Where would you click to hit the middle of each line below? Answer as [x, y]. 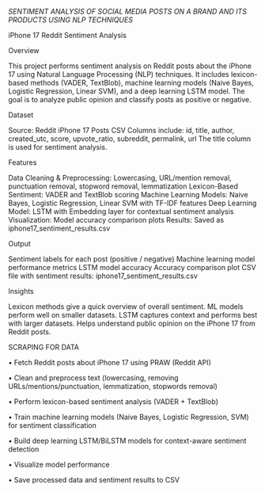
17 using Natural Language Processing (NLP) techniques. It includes [119, 74]
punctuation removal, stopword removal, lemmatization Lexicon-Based [123, 186]
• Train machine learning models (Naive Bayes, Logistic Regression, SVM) [129, 417]
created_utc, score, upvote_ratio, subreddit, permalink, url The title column [130, 139]
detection [24, 449]
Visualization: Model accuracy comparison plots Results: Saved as [116, 220]
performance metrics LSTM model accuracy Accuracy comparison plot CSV [132, 267]
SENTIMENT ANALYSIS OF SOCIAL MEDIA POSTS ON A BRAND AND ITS [128, 11]
